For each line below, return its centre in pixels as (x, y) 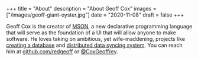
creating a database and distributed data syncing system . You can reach (94, 45)
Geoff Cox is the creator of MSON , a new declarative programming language (99, 26)
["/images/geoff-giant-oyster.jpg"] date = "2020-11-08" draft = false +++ (95, 15)
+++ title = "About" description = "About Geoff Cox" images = (81, 9)
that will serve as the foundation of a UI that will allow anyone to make (91, 33)
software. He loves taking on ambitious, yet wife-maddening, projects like (95, 39)
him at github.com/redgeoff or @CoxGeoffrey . (62, 52)
